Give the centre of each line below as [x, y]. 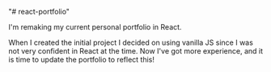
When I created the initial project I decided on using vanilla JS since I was [131, 42]
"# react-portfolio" [39, 12]
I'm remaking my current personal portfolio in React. [95, 27]
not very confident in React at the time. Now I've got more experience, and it [136, 51]
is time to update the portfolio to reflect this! [82, 60]
